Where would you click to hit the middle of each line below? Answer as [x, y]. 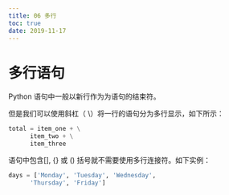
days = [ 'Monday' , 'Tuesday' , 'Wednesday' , [82, 175]
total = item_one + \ [45, 129]
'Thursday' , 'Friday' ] [67, 183]
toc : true [25, 23]
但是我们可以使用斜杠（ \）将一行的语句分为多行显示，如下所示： [116, 114]
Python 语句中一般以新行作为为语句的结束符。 [84, 96]
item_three [48, 144]
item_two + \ [51, 136]
